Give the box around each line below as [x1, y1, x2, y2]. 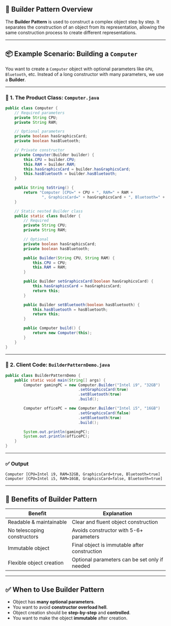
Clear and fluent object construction [72, 519, 158, 526]
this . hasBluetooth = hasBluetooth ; [32, 307, 108, 312]
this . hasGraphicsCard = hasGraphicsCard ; [32, 284, 122, 289]
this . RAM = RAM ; [32, 265, 67, 270]
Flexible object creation [8, 559, 64, 566]
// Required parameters [14, 110, 65, 115]
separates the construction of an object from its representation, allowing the [5, 24, 165, 30]
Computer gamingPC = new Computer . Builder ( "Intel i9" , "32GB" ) [23, 383, 160, 388]
